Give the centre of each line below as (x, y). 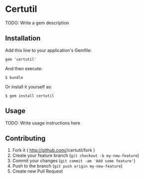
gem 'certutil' (21, 59)
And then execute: (24, 68)
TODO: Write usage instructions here (43, 123)
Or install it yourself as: (29, 87)
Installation (23, 38)
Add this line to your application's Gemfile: (48, 50)
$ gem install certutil (30, 96)
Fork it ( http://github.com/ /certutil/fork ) (54, 150)
